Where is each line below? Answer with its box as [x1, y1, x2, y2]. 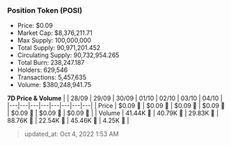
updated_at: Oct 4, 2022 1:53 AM [24, 130, 120, 138]
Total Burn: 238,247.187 [17, 59, 85, 67]
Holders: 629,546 [17, 66, 68, 75]
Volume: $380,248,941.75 [17, 81, 92, 89]
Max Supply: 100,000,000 [17, 36, 92, 45]
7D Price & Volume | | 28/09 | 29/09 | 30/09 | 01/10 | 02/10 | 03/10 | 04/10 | [7, 94, 223, 102]
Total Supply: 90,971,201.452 [17, 44, 101, 52]
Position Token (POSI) [7, 6, 83, 15]
